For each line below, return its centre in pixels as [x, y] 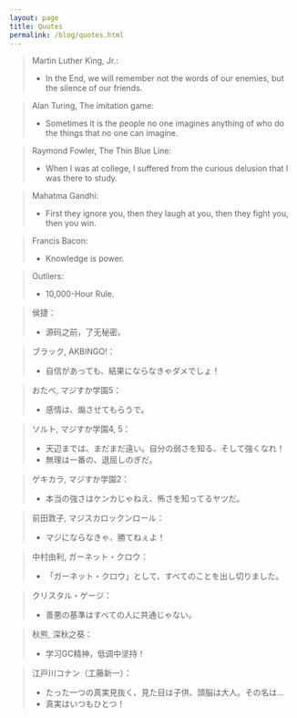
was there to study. [82, 178]
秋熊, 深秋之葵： [62, 634]
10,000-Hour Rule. [80, 294]
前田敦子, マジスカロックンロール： [98, 518]
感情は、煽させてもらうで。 [97, 410]
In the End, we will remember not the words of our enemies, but [164, 78]
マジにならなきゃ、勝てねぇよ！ [105, 537]
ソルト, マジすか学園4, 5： [81, 429]
